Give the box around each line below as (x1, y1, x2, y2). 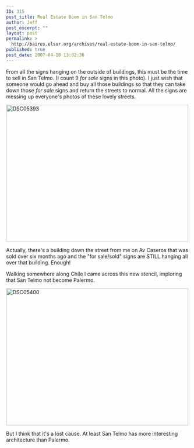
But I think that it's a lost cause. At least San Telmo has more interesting (6, 430, 178, 437)
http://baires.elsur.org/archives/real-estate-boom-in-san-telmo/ (11, 42, 176, 47)
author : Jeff (6, 19, 38, 25)
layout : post (6, 30, 38, 36)
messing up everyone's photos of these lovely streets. (6, 93, 136, 100)
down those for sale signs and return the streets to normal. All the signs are (6, 87, 188, 94)
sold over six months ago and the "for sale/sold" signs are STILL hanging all (6, 253, 188, 260)
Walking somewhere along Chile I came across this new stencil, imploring (6, 270, 182, 277)
